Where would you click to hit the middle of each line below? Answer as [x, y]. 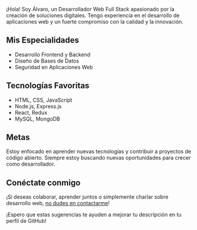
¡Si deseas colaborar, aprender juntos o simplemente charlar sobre [87, 197]
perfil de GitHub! [26, 221]
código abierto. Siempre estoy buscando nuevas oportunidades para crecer [98, 158]
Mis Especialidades [43, 41]
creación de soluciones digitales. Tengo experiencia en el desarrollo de [93, 15]
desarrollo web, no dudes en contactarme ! [58, 203]
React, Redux [31, 112]
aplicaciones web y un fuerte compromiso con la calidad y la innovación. [95, 22]
